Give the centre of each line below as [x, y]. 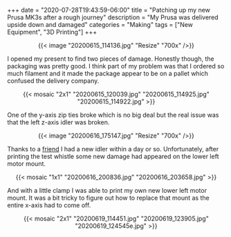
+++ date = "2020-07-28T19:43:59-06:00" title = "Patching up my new [109, 10]
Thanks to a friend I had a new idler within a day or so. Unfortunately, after [113, 149]
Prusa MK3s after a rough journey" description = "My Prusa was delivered [113, 17]
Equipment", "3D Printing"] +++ [52, 32]
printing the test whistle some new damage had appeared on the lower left [113, 156]
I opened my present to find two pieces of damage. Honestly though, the [111, 59]
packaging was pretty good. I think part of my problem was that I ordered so [116, 66]
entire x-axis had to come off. [49, 205]
